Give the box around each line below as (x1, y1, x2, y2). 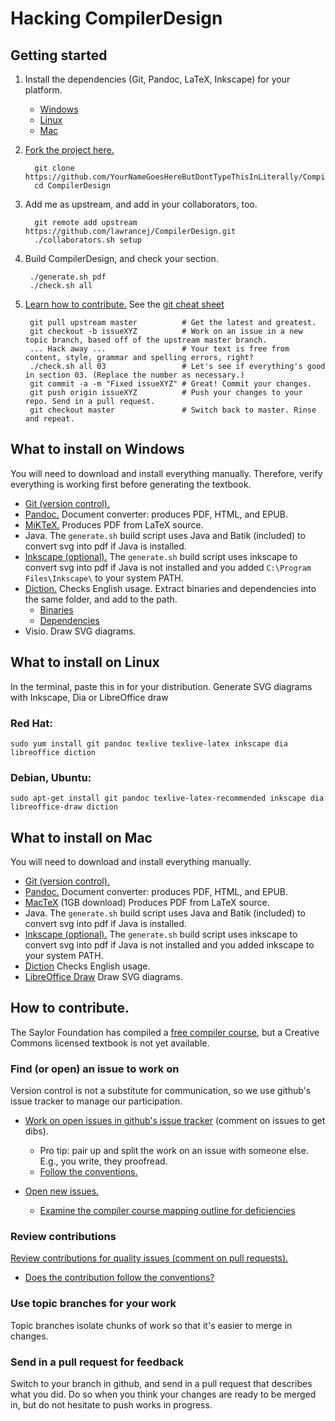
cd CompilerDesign (34, 181, 111, 191)
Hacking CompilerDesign (10, 7, 223, 30)
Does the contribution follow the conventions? (24, 1272, 215, 1284)
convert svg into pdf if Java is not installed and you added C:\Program (24, 561, 312, 573)
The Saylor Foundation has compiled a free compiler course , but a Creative (10, 1026, 320, 1038)
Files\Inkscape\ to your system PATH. (24, 572, 184, 584)
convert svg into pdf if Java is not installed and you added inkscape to (24, 939, 315, 951)
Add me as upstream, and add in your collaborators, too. (24, 198, 258, 210)
